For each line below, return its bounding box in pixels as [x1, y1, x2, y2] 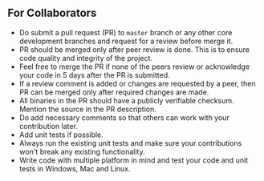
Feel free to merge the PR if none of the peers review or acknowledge [18, 62, 250, 71]
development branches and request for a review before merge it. [18, 36, 234, 46]
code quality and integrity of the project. [18, 53, 153, 62]
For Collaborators [7, 6, 97, 20]
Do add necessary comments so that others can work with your [18, 112, 229, 123]
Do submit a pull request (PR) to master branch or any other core [18, 27, 233, 37]
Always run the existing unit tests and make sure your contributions [18, 138, 242, 147]
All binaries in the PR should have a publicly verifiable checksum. [18, 95, 234, 105]
